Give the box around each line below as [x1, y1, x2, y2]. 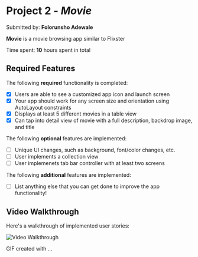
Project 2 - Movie [6, 4, 92, 18]
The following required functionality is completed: [6, 79, 128, 86]
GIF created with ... [6, 245, 53, 252]
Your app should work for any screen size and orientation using [14, 97, 170, 104]
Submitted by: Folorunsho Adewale [6, 24, 93, 31]
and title [14, 124, 35, 130]
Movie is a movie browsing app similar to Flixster [6, 35, 125, 42]
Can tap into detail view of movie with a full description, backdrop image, [14, 117, 193, 124]
